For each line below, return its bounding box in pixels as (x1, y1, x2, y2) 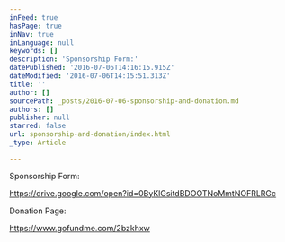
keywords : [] (9, 47, 58, 56)
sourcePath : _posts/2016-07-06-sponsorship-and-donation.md (9, 96, 240, 106)
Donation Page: (9, 205, 67, 216)
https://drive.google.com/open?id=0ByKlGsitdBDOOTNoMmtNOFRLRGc (9, 187, 277, 198)
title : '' (9, 80, 47, 89)
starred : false (9, 122, 67, 131)
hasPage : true (9, 22, 63, 30)
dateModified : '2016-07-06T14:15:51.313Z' (9, 72, 171, 81)
